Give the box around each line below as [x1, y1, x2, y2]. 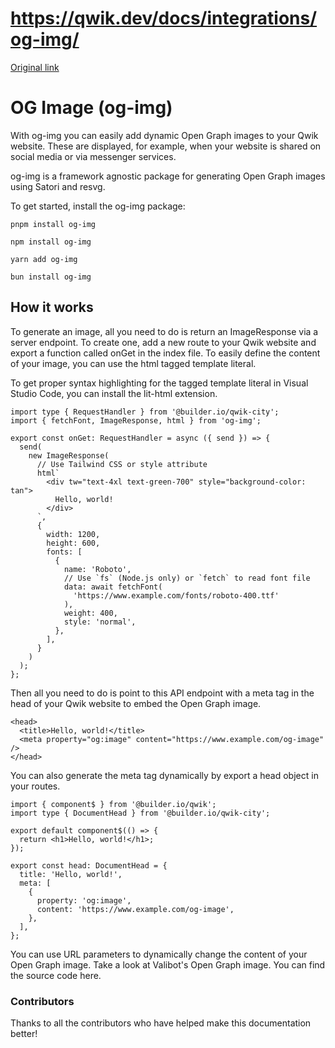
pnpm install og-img [10, 219, 97, 229]
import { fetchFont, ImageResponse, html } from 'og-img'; [10, 415, 262, 426]
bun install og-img [10, 272, 92, 282]
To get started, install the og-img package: [10, 200, 186, 212]
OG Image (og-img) [10, 97, 173, 119]
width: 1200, [46, 529, 101, 539]
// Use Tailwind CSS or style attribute [36, 459, 208, 469]
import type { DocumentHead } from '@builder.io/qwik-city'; [10, 808, 271, 818]
